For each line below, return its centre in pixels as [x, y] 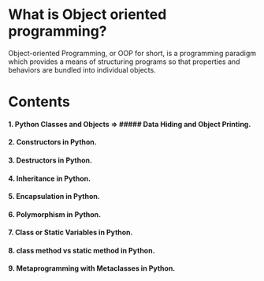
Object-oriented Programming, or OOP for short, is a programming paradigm [132, 53]
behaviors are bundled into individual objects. [82, 69]
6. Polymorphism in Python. [54, 214]
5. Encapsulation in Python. [54, 197]
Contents [39, 102]
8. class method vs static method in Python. [82, 250]
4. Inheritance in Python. [50, 178]
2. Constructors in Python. [52, 142]
